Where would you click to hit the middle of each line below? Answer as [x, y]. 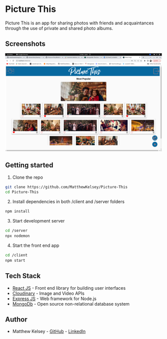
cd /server [16, 231]
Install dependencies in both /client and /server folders [68, 202]
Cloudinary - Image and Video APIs [48, 293]
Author [16, 319]
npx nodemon [17, 236]
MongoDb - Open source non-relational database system [71, 304]
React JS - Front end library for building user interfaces [69, 288]
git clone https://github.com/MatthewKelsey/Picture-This [66, 187]
